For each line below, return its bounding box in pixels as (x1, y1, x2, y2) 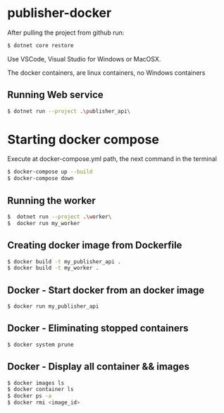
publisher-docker (7, 5, 112, 21)
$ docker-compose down (7, 175, 74, 182)
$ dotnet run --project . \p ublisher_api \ (7, 107, 131, 114)
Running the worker (7, 194, 97, 206)
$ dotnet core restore (7, 42, 74, 49)
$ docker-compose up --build (7, 168, 93, 176)
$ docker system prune (7, 341, 74, 348)
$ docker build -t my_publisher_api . (7, 258, 121, 265)
